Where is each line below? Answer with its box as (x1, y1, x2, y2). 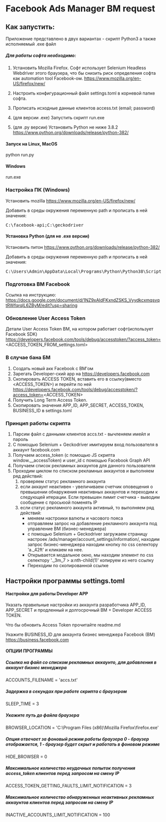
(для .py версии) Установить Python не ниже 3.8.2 (12, 124, 118, 130)
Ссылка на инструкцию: (5, 292, 56, 298)
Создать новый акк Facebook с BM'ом (12, 365, 94, 371)
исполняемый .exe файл (5, 41, 56, 47)
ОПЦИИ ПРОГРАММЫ (5, 648, 53, 654)
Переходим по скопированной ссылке (27, 563, 109, 569)
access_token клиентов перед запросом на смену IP (5, 770, 120, 776)
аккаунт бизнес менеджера (5, 664, 67, 671)
